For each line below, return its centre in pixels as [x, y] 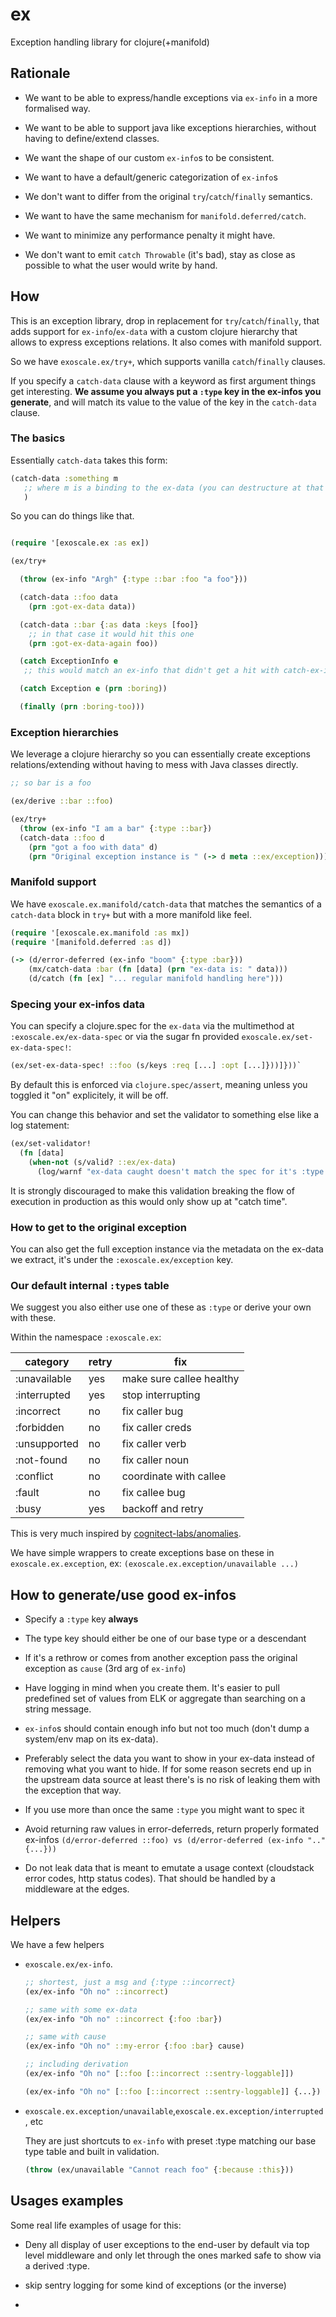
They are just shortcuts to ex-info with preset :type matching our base [170, 2140]
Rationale [40, 73]
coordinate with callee [174, 1476]
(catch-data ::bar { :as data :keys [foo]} [109, 624]
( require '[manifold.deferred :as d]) [91, 942]
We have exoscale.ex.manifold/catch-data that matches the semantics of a [166, 904]
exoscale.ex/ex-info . [68, 1964]
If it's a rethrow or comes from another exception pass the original [161, 1658]
